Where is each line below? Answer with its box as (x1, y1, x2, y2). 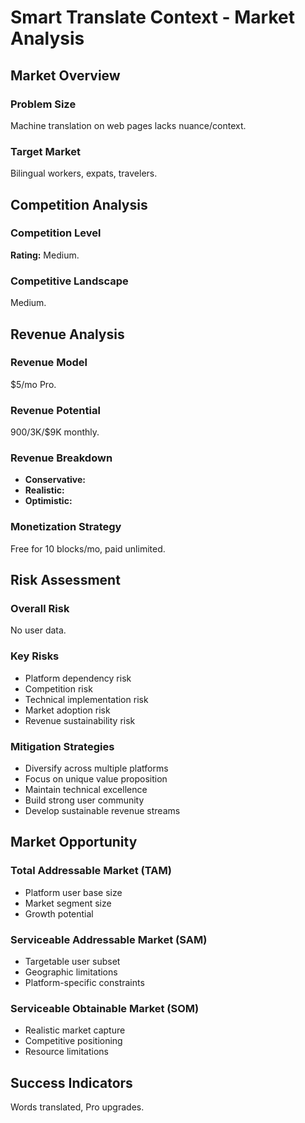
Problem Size (10, 97, 77, 111)
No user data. (10, 624, 67, 636)
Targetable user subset (24, 956, 121, 967)
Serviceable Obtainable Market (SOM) (10, 1001, 200, 1015)
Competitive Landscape (10, 274, 129, 288)
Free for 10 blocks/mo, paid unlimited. (10, 542, 166, 555)
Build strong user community (24, 794, 145, 806)
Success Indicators (10, 1074, 133, 1091)
